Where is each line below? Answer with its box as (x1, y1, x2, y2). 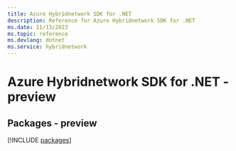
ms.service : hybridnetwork (7, 43, 87, 50)
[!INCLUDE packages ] (7, 136, 72, 144)
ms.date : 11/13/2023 (7, 23, 69, 30)
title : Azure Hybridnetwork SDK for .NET (7, 10, 132, 18)
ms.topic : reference (7, 30, 69, 38)
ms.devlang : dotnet (7, 37, 65, 44)
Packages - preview (7, 117, 97, 129)
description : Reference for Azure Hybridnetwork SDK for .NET (7, 17, 195, 24)
